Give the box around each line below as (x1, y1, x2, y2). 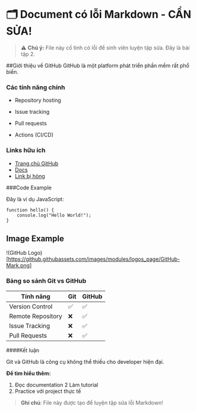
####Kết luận (6, 347, 40, 354)
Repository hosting (14, 96, 61, 104)
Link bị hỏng (14, 172, 46, 179)
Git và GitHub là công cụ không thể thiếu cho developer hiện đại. (6, 358, 164, 365)
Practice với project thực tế (14, 388, 81, 395)
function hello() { (6, 207, 55, 213)
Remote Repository (9, 312, 62, 320)
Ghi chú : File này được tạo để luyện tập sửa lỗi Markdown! (20, 399, 163, 406)
